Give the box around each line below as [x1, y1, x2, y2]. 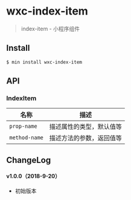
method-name [9, 135, 44, 141]
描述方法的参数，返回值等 [49, 134, 123, 142]
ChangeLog [6, 155, 51, 165]
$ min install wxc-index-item [6, 59, 83, 65]
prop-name [9, 123, 37, 130]
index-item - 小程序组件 [21, 25, 80, 32]
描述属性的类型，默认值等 [49, 122, 123, 131]
